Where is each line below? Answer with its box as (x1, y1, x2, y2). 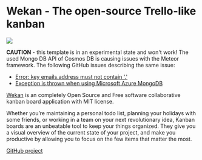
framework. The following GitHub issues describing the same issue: (6, 61, 175, 68)
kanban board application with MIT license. (6, 98, 114, 105)
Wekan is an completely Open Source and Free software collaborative (6, 91, 181, 98)
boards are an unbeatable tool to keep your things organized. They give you (6, 122, 196, 130)
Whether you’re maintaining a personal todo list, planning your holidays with (6, 109, 196, 116)
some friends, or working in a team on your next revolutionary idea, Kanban (6, 116, 195, 123)
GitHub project (6, 147, 43, 154)
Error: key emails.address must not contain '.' (15, 73, 128, 80)
